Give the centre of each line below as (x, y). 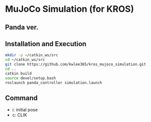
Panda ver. (22, 27)
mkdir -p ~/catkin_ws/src (31, 55)
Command (21, 98)
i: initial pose (25, 110)
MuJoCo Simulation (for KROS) (70, 9)
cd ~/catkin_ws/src (25, 60)
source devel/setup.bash (30, 78)
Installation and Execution (46, 44)
